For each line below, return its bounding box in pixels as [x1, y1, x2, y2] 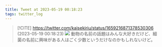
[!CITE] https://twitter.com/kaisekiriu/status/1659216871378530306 [17, 25, 154, 31]
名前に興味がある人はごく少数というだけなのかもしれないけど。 [26, 37, 156, 43]
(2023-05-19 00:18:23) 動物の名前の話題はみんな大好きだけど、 [17, 31, 153, 36]
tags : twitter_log [5, 12, 43, 16]
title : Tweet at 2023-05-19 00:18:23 [5, 7, 83, 12]
